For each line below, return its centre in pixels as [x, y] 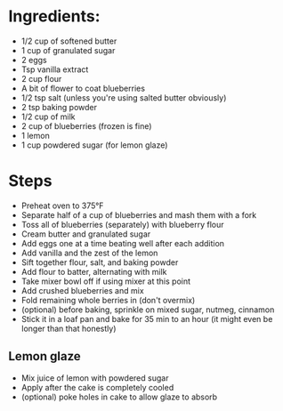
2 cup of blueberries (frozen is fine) [86, 125]
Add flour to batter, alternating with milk [94, 271]
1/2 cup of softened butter [69, 41]
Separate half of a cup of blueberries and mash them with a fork [139, 214]
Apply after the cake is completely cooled [97, 387]
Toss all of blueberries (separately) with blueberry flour [122, 224]
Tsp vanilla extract [55, 69]
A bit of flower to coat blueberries [83, 88]
